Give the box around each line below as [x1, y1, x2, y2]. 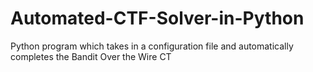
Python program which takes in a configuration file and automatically [10, 40, 294, 52]
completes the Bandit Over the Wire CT [10, 50, 172, 62]
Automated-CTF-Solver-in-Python [10, 7, 305, 30]
